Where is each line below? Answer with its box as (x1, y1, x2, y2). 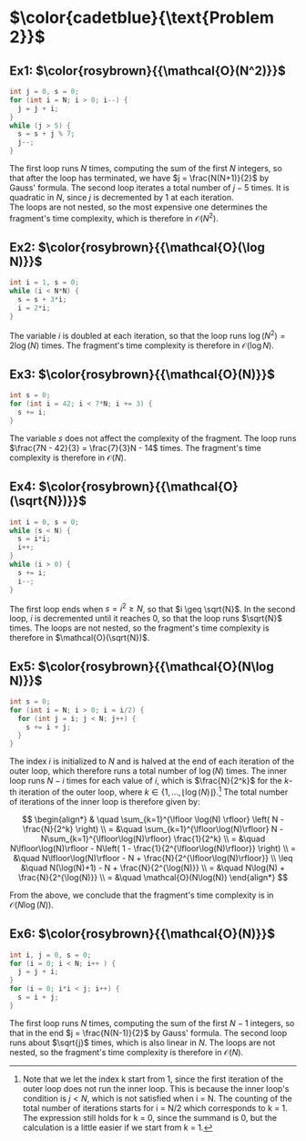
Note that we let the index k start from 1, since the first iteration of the (22, 1074, 284, 1084)
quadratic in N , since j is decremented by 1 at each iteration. (9, 192, 234, 202)
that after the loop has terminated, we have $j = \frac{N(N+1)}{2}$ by (9, 172, 270, 183)
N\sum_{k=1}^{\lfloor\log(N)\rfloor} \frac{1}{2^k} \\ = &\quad (40, 833, 266, 844)
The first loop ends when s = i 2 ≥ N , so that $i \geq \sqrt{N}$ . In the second (9, 601, 296, 614)
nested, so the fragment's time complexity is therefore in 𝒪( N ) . (9, 1046, 244, 1057)
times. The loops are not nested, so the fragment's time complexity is (9, 622, 270, 633)
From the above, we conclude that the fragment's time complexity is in (9, 889, 274, 900)
